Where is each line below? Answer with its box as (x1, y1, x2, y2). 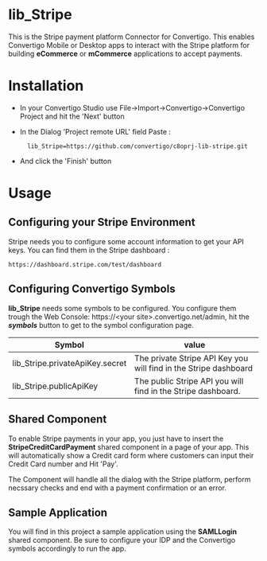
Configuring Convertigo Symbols (8, 282, 176, 296)
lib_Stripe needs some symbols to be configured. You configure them (8, 303, 237, 313)
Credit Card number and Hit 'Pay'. (8, 459, 118, 469)
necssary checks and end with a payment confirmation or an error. (8, 483, 226, 493)
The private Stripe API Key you (133, 353, 249, 364)
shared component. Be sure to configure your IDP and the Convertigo (8, 536, 236, 545)
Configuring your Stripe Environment (8, 216, 196, 229)
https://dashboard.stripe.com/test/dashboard (8, 260, 161, 268)
